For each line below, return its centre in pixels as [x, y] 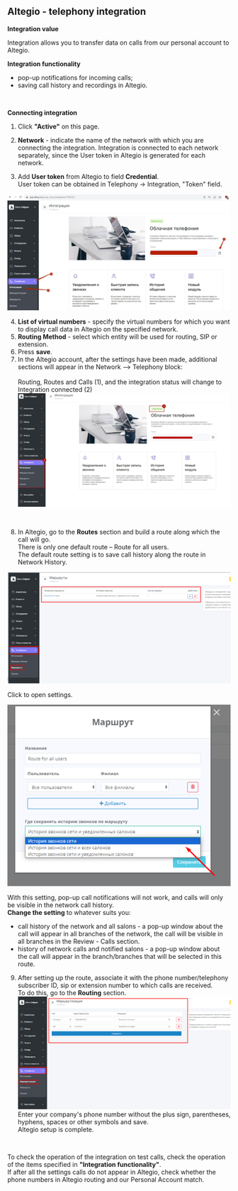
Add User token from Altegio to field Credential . [88, 176]
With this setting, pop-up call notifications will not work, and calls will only [115, 898]
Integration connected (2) [55, 389]
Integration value [33, 28]
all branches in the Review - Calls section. [79, 942]
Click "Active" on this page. [58, 126]
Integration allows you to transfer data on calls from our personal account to [118, 43]
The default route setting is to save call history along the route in [112, 554]
